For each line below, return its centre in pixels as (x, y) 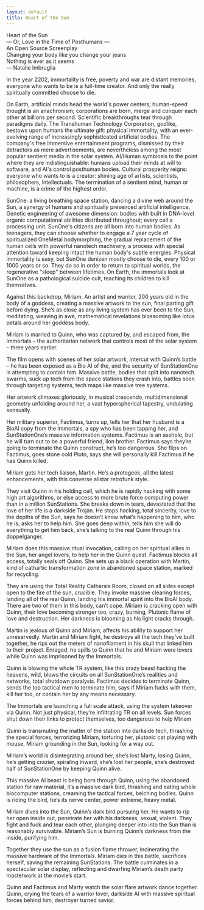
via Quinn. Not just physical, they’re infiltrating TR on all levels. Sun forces (99, 712)
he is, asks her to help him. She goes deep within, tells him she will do (94, 523)
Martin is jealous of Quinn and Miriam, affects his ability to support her (94, 630)
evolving (17, 136)
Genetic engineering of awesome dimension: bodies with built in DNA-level (100, 213)
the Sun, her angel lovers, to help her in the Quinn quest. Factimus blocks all (102, 555)
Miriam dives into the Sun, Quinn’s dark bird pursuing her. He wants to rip (98, 811)
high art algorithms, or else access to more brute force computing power (97, 497)
